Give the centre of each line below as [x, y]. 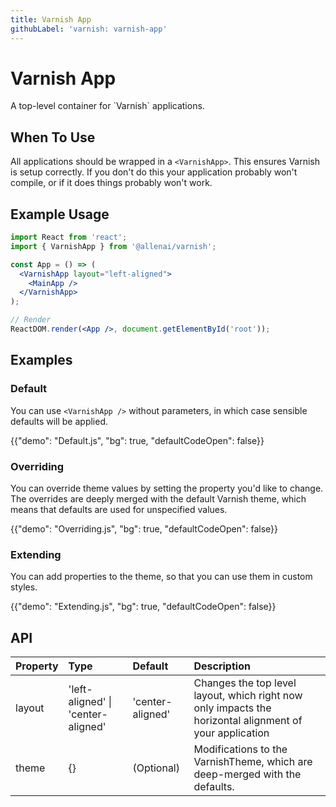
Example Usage [60, 214]
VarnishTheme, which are [253, 762]
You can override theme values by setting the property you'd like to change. [167, 488]
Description [222, 666]
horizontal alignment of [248, 721]
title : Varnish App [51, 19]
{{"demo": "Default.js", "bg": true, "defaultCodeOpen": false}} [137, 440]
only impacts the [232, 708]
